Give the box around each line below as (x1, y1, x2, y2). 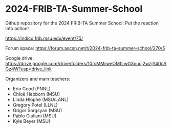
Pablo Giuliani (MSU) (12, 113, 57, 119)
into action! (5, 25, 29, 31)
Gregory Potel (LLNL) (12, 101, 58, 108)
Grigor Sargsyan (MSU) (12, 107, 62, 113)
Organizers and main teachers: (5, 75, 71, 82)
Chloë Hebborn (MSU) (12, 91, 60, 97)
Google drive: (5, 55, 34, 61)
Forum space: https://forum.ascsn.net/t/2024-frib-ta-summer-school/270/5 (5, 45, 165, 51)
